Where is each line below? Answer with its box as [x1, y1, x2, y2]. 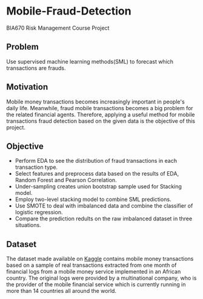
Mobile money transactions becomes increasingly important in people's [6, 98, 185, 105]
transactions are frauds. [6, 64, 66, 71]
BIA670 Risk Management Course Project [6, 24, 110, 31]
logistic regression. [15, 209, 63, 216]
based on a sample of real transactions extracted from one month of [6, 261, 177, 269]
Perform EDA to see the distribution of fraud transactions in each [15, 157, 178, 165]
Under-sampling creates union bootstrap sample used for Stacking [15, 183, 182, 190]
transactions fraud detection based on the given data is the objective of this [6, 117, 196, 125]
